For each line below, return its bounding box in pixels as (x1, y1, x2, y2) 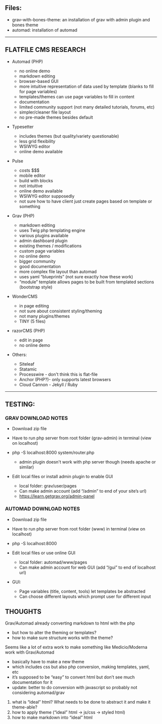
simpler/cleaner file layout (19, 109, 71, 115)
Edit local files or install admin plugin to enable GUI (12, 474, 113, 480)
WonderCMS (12, 293, 38, 299)
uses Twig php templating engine (19, 227, 85, 233)
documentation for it (12, 679, 53, 685)
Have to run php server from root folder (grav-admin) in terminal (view (12, 435, 152, 441)
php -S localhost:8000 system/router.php (12, 450, 95, 455)
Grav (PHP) (12, 213, 35, 219)
